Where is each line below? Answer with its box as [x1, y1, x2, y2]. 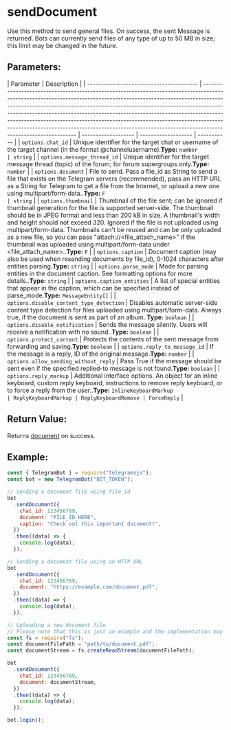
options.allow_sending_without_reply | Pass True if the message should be [7, 356, 222, 365]
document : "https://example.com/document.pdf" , [19, 584, 158, 591]
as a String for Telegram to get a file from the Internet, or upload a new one [7, 181, 220, 190]
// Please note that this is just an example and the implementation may [7, 628, 223, 635]
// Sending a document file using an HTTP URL [7, 558, 143, 565]
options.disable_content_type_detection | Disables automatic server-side [7, 298, 218, 306]
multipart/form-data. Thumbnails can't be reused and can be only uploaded [7, 225, 221, 233]
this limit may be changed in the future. [7, 41, 118, 49]
